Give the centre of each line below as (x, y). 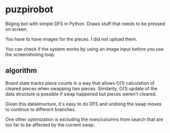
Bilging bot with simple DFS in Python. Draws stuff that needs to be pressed (85, 24)
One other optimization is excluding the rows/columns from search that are (84, 119)
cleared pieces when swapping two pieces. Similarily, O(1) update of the (81, 88)
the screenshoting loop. (30, 54)
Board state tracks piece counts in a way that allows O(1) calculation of (80, 83)
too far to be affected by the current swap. (50, 125)
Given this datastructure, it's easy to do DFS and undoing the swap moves (83, 104)
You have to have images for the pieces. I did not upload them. (71, 39)
